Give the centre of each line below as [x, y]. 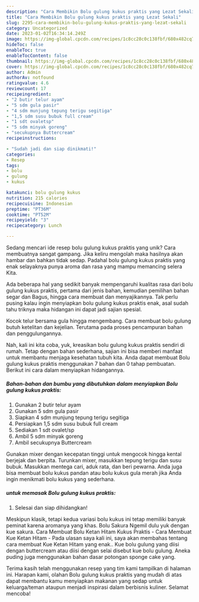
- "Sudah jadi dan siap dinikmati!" [51, 149]
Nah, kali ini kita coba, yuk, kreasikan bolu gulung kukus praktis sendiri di [95, 345]
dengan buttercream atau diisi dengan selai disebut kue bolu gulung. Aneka [98, 551]
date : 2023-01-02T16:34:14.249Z [46, 34]
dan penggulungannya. [34, 333]
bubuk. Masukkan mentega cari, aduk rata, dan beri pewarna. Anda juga [94, 466]
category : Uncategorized [37, 28]
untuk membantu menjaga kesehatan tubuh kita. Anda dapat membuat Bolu [98, 358]
